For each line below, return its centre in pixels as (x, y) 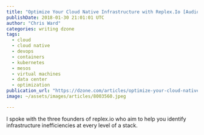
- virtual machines (36, 74)
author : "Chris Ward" (34, 23)
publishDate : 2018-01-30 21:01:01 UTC (55, 18)
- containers (28, 57)
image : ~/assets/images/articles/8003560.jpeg (66, 96)
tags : (13, 35)
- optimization (31, 85)
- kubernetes (28, 62)
